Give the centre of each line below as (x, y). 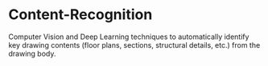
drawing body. (32, 53)
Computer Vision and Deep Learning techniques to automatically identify (129, 37)
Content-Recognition (80, 15)
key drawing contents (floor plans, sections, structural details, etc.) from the (134, 45)
